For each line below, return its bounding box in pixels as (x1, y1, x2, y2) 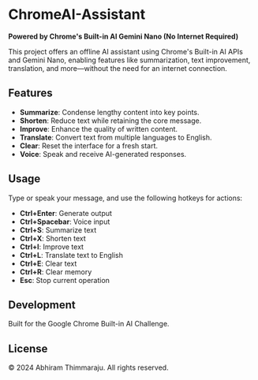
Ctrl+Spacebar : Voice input (19, 217, 110, 226)
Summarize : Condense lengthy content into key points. (19, 107, 200, 117)
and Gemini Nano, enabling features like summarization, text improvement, (8, 55, 251, 65)
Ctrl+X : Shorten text (19, 233, 86, 243)
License (8, 341, 48, 356)
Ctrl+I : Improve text (19, 242, 84, 251)
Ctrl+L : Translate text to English (19, 250, 124, 259)
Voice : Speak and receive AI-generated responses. (19, 149, 187, 158)
